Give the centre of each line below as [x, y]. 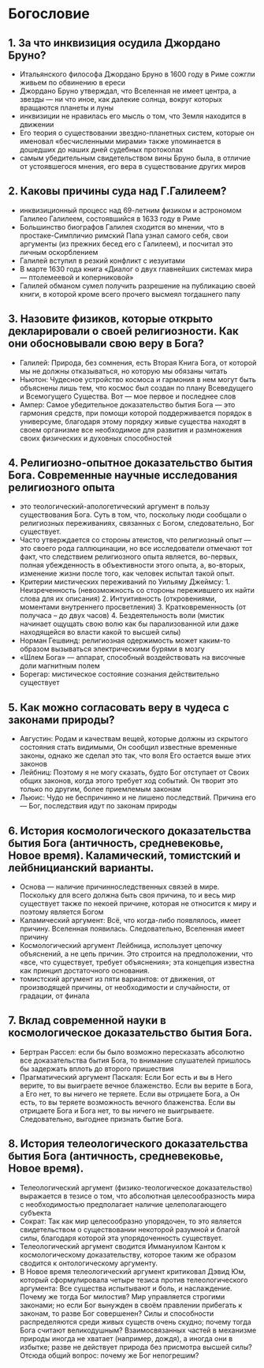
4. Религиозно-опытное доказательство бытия [131, 463]
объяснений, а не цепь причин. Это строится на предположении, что [136, 954]
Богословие [49, 14]
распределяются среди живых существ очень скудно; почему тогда [136, 1321]
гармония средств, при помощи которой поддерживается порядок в [136, 413]
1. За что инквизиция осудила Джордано [114, 43]
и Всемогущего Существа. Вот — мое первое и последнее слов [128, 396]
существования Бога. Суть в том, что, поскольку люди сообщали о [133, 515]
